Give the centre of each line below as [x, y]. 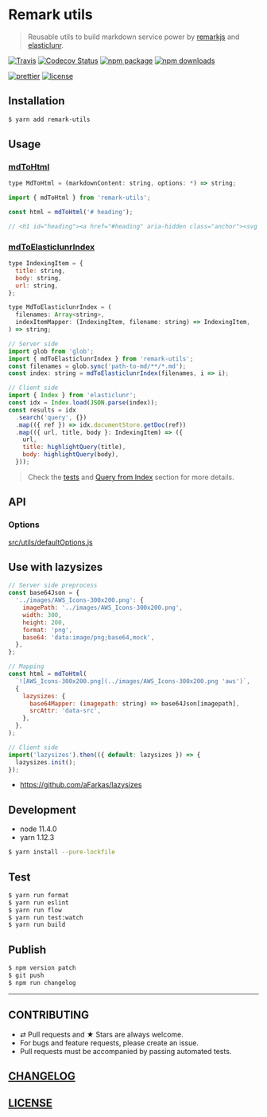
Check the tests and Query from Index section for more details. [131, 477]
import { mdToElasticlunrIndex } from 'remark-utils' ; [101, 359]
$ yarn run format [39, 895]
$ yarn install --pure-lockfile [62, 852]
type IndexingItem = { [46, 264]
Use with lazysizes [56, 567]
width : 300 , [42, 615]
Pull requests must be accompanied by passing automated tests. [126, 1051]
